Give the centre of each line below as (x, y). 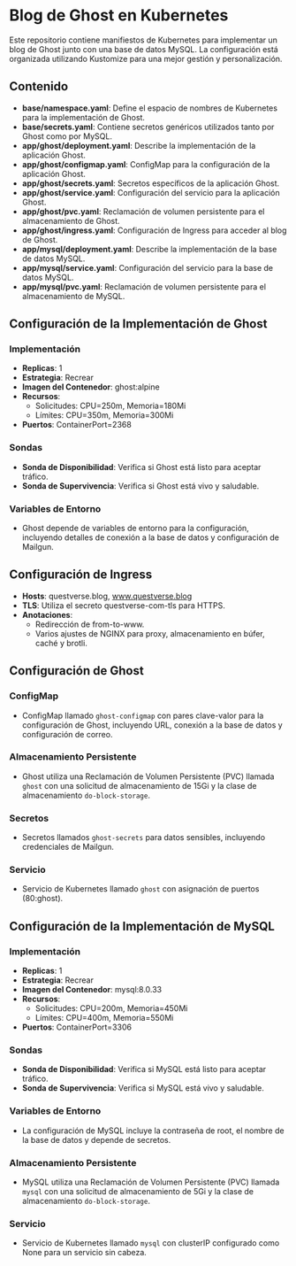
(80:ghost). (42, 899)
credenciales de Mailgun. (68, 847)
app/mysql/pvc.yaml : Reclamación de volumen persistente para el (144, 286)
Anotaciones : (47, 614)
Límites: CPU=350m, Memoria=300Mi (104, 415)
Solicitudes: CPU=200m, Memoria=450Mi (111, 1008)
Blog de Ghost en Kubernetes (119, 15)
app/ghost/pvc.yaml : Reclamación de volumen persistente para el (143, 211)
